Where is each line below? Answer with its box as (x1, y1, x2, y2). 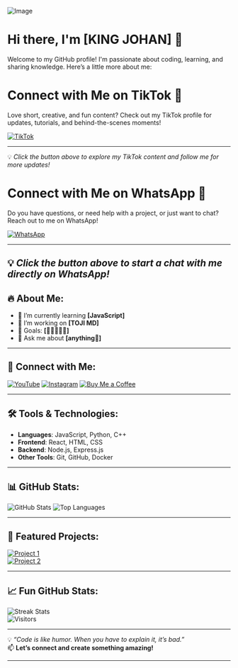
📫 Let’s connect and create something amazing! (7, 644, 154, 652)
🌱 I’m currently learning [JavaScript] (17, 311, 125, 320)
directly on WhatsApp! (7, 268, 110, 280)
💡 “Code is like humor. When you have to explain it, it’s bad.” (7, 635, 185, 644)
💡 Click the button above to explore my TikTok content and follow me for (7, 152, 220, 161)
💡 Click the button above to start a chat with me (7, 257, 223, 269)
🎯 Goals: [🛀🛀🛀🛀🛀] (17, 326, 69, 335)
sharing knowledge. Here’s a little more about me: (7, 62, 152, 71)
